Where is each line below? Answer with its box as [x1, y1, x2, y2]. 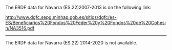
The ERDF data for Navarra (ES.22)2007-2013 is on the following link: [5, 5, 152, 10]
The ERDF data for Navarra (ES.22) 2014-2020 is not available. [5, 40, 138, 45]
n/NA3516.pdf [5, 25, 35, 31]
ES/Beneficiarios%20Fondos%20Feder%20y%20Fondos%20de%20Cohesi [5, 20, 166, 26]
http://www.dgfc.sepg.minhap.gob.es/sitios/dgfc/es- [5, 14, 117, 20]
